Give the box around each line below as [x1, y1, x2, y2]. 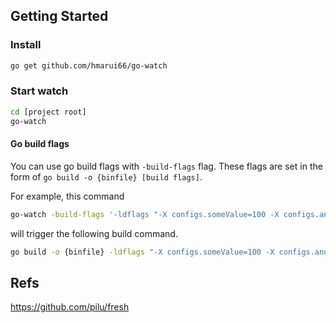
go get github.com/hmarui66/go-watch [10, 60, 168, 71]
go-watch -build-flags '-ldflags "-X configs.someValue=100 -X [10, 209, 280, 219]
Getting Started [10, 8, 109, 25]
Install [10, 38, 42, 52]
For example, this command [10, 190, 125, 202]
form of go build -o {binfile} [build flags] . [10, 170, 203, 183]
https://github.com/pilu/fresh [10, 301, 130, 313]
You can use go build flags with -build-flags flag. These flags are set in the [10, 160, 323, 172]
